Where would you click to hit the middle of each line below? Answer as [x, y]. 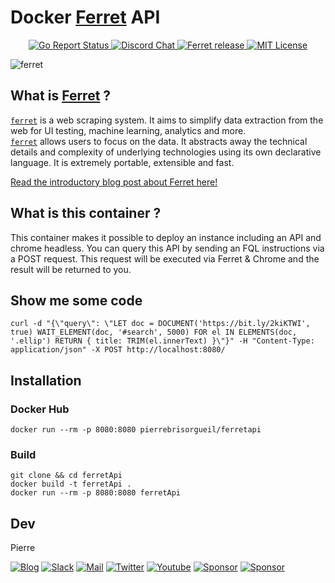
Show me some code [76, 300]
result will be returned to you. [71, 269]
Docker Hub [40, 409]
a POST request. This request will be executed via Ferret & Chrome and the [165, 258]
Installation [46, 380]
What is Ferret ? [61, 96]
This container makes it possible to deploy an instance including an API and [166, 237]
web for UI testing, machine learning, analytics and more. [128, 130]
